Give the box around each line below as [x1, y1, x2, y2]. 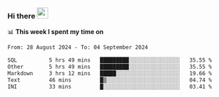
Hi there [7, 11, 36, 21]
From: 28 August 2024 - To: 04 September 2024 [7, 44, 148, 51]
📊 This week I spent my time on [7, 28, 104, 36]
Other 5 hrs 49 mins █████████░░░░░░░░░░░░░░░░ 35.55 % [7, 64, 213, 71]
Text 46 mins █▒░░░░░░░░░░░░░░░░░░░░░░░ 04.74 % [7, 76, 213, 84]
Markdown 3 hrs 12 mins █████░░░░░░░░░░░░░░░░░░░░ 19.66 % [7, 69, 213, 77]
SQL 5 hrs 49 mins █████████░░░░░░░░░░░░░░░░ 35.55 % [7, 57, 213, 64]
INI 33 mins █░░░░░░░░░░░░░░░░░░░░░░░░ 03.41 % [7, 83, 213, 90]
